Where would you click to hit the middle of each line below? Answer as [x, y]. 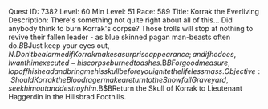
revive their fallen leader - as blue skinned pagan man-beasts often [120, 37]
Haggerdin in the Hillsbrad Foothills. [67, 97]
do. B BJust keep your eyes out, [59, 46]
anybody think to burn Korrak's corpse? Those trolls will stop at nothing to [131, 28]
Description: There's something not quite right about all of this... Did [120, 20]
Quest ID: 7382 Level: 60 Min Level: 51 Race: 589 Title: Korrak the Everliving [134, 12]
